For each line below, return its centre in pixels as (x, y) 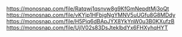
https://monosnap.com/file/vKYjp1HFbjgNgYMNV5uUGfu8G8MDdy (91, 15)
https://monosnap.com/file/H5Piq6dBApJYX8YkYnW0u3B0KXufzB (91, 21)
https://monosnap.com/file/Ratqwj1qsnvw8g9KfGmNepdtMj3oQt (88, 9)
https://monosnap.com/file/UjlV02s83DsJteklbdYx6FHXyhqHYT (87, 27)
